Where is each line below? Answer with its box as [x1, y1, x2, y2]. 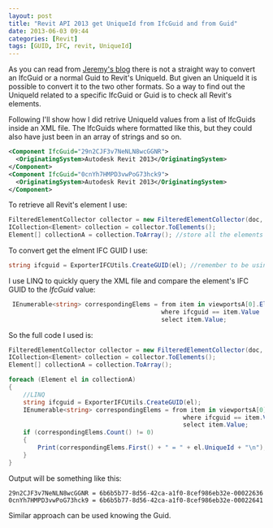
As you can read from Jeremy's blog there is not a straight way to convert [8, 64, 256, 74]
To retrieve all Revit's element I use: [8, 200, 128, 210]
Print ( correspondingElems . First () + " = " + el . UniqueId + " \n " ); [37, 444, 267, 452]
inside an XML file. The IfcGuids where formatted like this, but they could [8, 123, 253, 133]
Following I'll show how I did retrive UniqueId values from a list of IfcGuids [8, 115, 256, 124]
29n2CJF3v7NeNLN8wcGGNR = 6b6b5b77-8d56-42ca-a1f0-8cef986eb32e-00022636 [8, 489, 264, 497]
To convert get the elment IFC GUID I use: [8, 245, 148, 255]
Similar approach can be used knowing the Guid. [8, 510, 171, 520]
